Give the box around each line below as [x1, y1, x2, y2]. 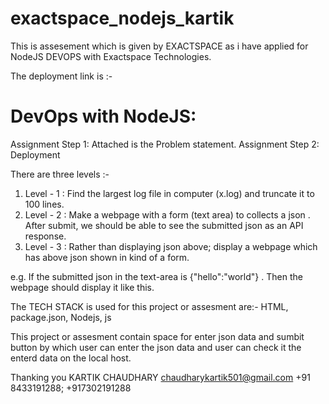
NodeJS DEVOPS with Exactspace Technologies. [10, 50, 212, 62]
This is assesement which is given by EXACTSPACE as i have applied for [10, 40, 309, 52]
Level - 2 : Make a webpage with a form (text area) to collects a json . [24, 208, 311, 221]
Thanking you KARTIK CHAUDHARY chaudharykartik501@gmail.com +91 [10, 371, 311, 383]
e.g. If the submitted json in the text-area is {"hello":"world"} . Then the [10, 270, 303, 282]
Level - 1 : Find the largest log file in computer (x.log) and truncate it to [24, 187, 315, 199]
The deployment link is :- [10, 70, 113, 82]
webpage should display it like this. [10, 281, 155, 293]
